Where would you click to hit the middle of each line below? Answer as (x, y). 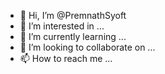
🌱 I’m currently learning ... (73, 36)
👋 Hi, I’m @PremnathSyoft (73, 15)
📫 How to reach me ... (66, 58)
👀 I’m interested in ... (62, 26)
